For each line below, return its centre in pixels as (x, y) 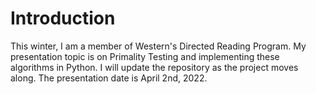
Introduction (63, 18)
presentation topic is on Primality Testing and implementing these (145, 56)
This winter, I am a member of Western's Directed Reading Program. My (158, 46)
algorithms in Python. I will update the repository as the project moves (154, 67)
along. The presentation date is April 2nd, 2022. (109, 78)
